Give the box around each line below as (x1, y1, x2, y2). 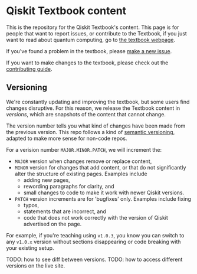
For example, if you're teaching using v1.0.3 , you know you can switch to (6, 231, 185, 239)
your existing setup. (6, 244, 54, 252)
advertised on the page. (23, 220, 82, 227)
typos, (23, 201, 40, 208)
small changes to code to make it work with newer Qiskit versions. (23, 189, 185, 196)
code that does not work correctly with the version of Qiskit (23, 214, 168, 221)
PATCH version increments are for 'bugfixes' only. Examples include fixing (14, 195, 192, 202)
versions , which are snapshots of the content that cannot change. (6, 110, 166, 118)
